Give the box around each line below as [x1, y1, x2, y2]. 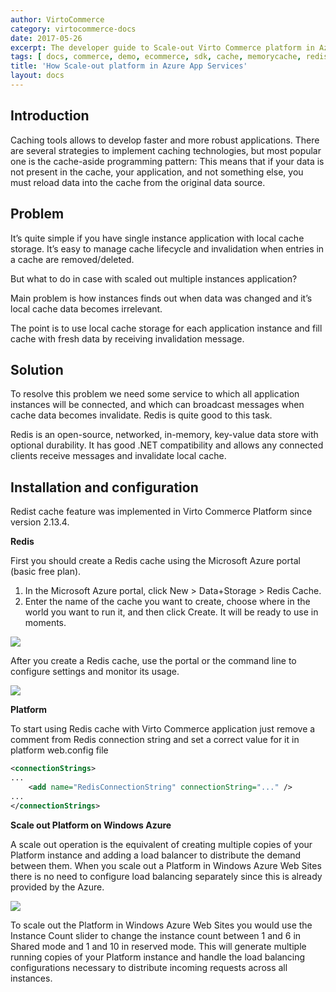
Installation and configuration [10, 479, 199, 496]
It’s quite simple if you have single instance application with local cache [10, 232, 305, 244]
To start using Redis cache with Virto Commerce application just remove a [10, 723, 316, 735]
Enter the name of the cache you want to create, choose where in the [24, 596, 311, 608]
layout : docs [10, 71, 65, 81]
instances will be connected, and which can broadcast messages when [10, 399, 305, 411]
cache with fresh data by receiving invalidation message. [10, 332, 245, 345]
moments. [24, 617, 67, 629]
